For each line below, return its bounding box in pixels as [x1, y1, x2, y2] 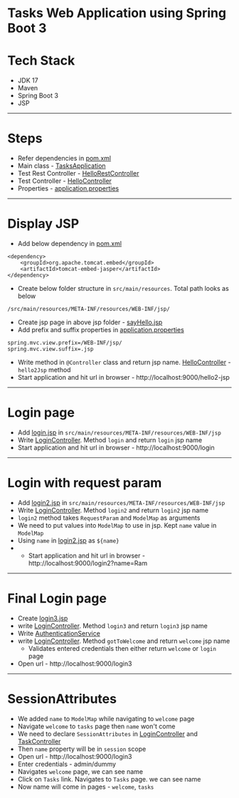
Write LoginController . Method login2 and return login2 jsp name [17, 506, 208, 514]
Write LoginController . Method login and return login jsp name [17, 435, 203, 444]
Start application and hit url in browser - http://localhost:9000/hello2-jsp [17, 373, 230, 381]
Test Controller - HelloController [17, 176, 112, 186]
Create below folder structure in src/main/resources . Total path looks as [17, 284, 229, 292]
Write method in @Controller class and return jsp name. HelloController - [17, 358, 231, 366]
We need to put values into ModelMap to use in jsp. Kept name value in [17, 521, 217, 529]
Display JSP [7, 216, 80, 232]
